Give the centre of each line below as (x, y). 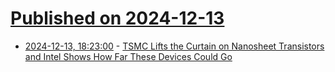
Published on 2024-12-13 (117, 18)
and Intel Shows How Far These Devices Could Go (128, 56)
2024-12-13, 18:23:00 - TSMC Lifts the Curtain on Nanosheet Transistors (174, 46)
